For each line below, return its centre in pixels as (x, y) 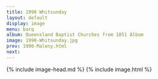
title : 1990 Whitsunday (37, 12)
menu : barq (20, 29)
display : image (26, 23)
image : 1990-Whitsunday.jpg (42, 40)
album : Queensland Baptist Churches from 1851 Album (75, 35)
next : (13, 52)
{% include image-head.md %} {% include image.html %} (79, 69)
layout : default (27, 18)
